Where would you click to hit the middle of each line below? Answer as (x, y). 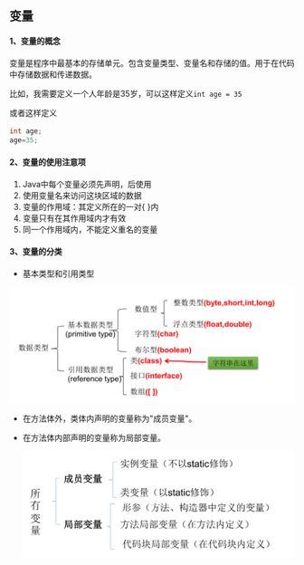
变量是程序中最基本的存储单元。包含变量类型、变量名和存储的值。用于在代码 (152, 62)
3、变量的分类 (36, 252)
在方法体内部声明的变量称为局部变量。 (94, 438)
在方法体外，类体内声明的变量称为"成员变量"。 (109, 418)
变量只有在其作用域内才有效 (74, 218)
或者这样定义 (33, 112)
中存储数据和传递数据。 (53, 74)
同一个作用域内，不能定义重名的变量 (90, 229)
